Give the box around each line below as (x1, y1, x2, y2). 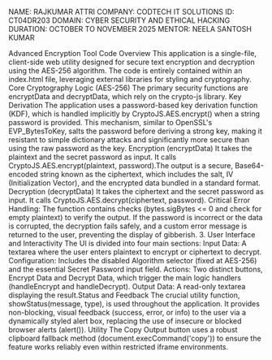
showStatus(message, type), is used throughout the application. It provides (8, 299, 260, 308)
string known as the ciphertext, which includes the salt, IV (40, 170, 234, 179)
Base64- (235, 161, 264, 170)
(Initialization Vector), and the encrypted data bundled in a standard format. (8, 178, 261, 188)
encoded (8, 170, 39, 179)
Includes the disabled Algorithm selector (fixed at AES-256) (58, 256, 257, 265)
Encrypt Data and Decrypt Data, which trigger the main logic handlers (8, 273, 242, 283)
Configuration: (8, 256, 57, 265)
